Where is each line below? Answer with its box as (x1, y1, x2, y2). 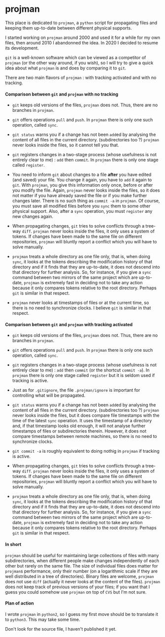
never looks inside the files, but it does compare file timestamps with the (12, 412, 160, 418)
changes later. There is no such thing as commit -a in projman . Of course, (12, 198, 160, 204)
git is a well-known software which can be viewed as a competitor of (5, 54, 146, 60)
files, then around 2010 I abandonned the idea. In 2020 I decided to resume (5, 39, 159, 45)
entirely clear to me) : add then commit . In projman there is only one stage (12, 157, 159, 163)
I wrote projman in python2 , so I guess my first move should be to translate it (5, 611, 159, 617)
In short (5, 541, 22, 547)
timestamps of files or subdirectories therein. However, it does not (12, 428, 147, 434)
